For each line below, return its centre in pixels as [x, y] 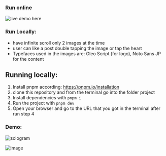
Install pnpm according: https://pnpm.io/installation [66, 87]
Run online [19, 8]
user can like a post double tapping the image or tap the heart [77, 48]
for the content [28, 59]
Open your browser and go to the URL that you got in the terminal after [87, 108]
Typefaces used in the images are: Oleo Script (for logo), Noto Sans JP [87, 53]
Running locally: [31, 75]
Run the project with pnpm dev [43, 103]
